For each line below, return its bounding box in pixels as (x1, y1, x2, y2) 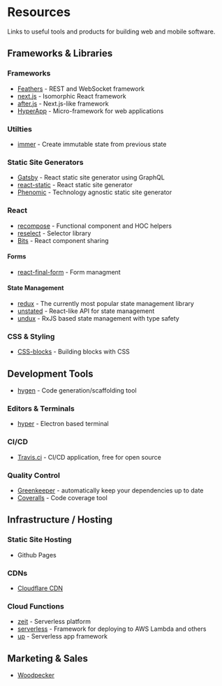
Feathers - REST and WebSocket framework (17, 85, 145, 93)
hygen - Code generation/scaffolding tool (17, 386, 138, 395)
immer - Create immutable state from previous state (17, 140, 167, 148)
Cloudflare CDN (17, 584, 64, 592)
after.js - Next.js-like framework (17, 99, 110, 108)
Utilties (7, 124, 33, 133)
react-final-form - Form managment (17, 268, 121, 276)
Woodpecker (17, 671, 54, 680)
